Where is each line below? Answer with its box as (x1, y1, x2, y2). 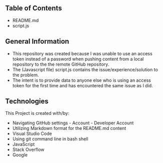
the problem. (12, 72, 39, 78)
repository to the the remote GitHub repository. (12, 61, 109, 67)
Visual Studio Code (12, 130, 52, 137)
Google (12, 152, 28, 158)
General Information (5, 37, 69, 46)
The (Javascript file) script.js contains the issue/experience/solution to (12, 66, 158, 72)
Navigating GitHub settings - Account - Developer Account (12, 120, 134, 126)
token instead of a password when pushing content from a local (12, 56, 144, 62)
